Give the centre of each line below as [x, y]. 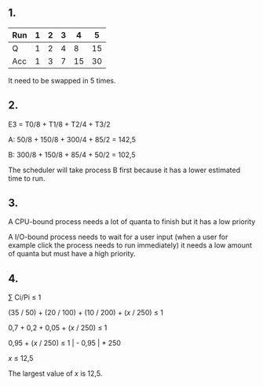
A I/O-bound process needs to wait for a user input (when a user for [118, 237]
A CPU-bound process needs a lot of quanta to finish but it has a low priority [132, 222]
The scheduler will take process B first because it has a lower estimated [124, 170]
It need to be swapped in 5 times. [62, 80]
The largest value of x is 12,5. [55, 373]
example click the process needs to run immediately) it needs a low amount [130, 245]
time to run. [27, 178]
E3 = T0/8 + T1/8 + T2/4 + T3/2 [60, 124]
